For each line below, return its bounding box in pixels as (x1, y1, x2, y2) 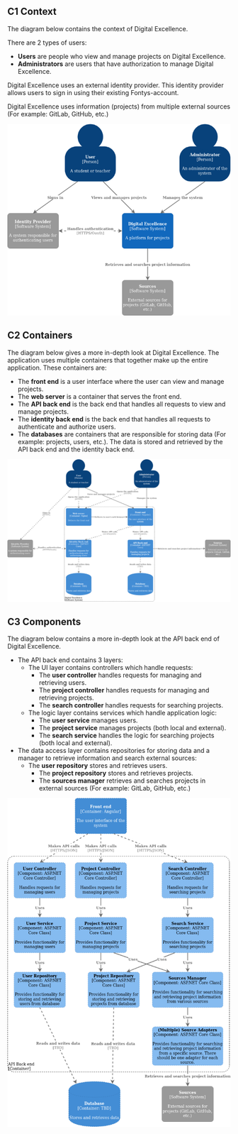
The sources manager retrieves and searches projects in (38, 776, 206, 785)
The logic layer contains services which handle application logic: (28, 708, 217, 717)
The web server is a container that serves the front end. (17, 392, 182, 400)
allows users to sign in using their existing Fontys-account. (7, 88, 179, 97)
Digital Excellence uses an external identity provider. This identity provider (7, 81, 225, 89)
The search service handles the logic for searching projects (38, 731, 215, 739)
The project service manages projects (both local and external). (38, 723, 227, 732)
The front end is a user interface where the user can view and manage (17, 377, 225, 385)
